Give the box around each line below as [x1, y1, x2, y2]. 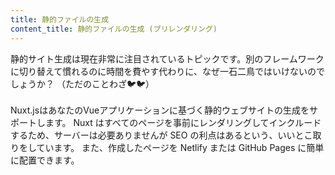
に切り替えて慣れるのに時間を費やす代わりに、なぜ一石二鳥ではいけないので [10, 65, 325, 77]
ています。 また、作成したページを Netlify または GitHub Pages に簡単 [36, 141, 325, 153]
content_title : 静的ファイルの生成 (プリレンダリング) [10, 24, 218, 34]
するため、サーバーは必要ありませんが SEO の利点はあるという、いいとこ [10, 129, 313, 141]
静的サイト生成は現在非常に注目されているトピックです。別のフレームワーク [10, 52, 325, 65]
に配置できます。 [10, 154, 80, 166]
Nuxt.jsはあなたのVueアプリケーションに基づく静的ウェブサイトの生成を [10, 104, 310, 116]
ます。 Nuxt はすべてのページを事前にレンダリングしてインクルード [44, 116, 322, 128]
